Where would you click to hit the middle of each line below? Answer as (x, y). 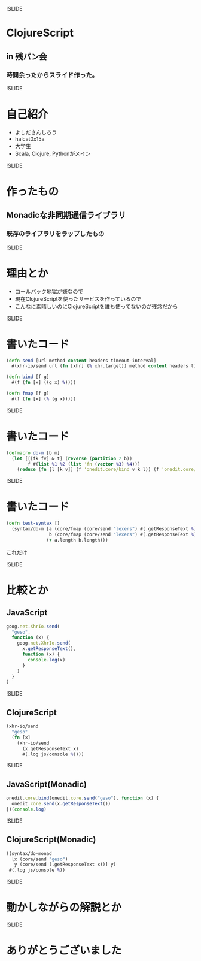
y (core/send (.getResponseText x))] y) (65, 865)
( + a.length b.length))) (77, 540)
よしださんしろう (36, 132)
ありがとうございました (64, 951)
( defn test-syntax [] (33, 524)
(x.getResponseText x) (50, 748)
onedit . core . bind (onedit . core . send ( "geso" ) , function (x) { (83, 798)
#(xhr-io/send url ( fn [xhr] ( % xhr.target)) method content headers (100, 366)
